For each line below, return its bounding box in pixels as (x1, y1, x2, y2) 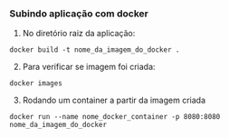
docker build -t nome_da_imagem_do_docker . (9, 45, 180, 54)
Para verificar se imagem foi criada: (22, 62, 156, 73)
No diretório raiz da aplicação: (22, 28, 136, 39)
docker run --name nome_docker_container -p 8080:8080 (9, 113, 221, 122)
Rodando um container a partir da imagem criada (22, 94, 206, 106)
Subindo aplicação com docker (9, 7, 149, 20)
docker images (9, 79, 63, 88)
